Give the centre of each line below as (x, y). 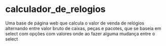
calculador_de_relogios (55, 9)
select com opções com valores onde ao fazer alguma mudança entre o (80, 33)
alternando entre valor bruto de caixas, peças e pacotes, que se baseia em (83, 28)
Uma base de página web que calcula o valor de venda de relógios (75, 23)
